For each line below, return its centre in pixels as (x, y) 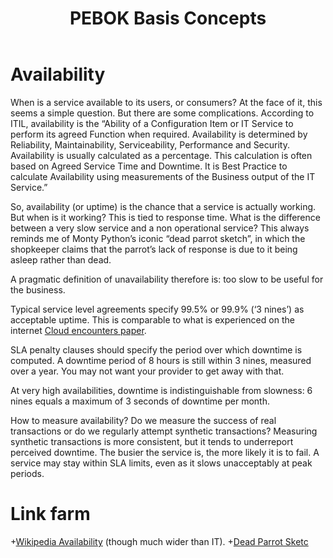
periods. (27, 473)
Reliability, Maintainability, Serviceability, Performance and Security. (150, 144)
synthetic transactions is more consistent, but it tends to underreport (152, 441)
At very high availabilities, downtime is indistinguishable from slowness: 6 (161, 390)
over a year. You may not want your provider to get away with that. (147, 371)
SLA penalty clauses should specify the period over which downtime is (156, 349)
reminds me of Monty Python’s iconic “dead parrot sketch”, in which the (158, 238)
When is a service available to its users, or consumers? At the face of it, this (166, 102)
